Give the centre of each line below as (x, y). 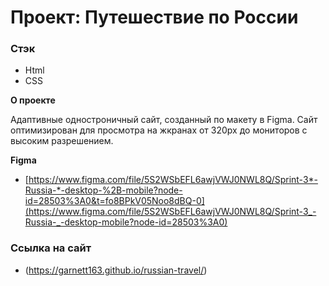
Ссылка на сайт (51, 248)
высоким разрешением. (62, 141)
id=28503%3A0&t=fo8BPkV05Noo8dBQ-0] (114, 201)
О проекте (33, 100)
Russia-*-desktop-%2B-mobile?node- (103, 190)
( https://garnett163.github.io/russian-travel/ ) (116, 270)
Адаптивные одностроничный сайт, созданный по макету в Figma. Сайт (164, 120)
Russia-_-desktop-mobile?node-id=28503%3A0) (126, 222)
